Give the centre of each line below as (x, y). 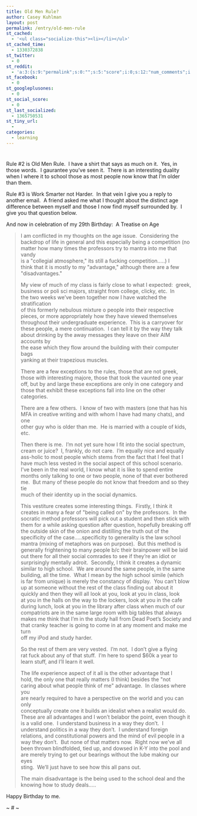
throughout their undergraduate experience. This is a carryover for (102, 322)
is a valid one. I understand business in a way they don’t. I (92, 723)
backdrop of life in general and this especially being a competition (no (105, 242)
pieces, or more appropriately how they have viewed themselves (99, 316)
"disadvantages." (41, 273)
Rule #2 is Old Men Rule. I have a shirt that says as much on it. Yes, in (92, 163)
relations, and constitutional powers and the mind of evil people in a (102, 736)
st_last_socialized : (31, 110)
